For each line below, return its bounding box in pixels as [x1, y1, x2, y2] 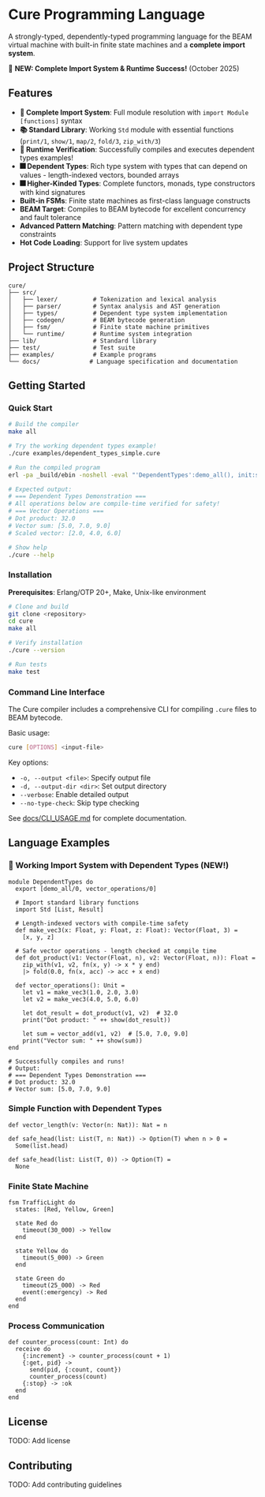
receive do [15, 1345, 51, 1353]
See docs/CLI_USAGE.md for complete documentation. [8, 813, 187, 822]
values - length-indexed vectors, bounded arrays [19, 170, 180, 179]
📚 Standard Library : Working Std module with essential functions [19, 125, 234, 134]
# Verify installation [8, 639, 83, 647]
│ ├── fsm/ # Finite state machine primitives [8, 323, 211, 331]
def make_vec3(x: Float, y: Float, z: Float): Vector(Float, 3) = [15, 926, 238, 934]
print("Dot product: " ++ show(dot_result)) [22, 1016, 171, 1024]
